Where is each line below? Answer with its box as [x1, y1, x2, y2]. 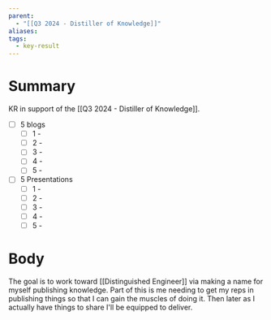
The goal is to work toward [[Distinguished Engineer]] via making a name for [8, 276, 264, 286]
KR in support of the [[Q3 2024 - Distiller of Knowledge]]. [8, 104, 200, 114]
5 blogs [19, 119, 46, 130]
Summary [8, 77, 75, 96]
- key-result [15, 42, 60, 50]
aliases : [8, 27, 38, 35]
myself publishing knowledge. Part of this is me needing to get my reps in [8, 285, 254, 295]
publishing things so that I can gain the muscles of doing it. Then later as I [8, 293, 256, 303]
